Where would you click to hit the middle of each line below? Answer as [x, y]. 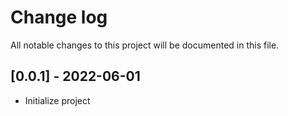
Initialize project [57, 100]
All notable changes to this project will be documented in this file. [145, 45]
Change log [59, 17]
